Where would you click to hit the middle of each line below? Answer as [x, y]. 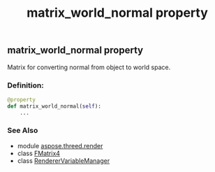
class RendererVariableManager [64, 160]
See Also [23, 131]
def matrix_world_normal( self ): [54, 106]
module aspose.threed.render [60, 145]
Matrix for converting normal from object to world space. [89, 67]
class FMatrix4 [39, 153]
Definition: [25, 85]
